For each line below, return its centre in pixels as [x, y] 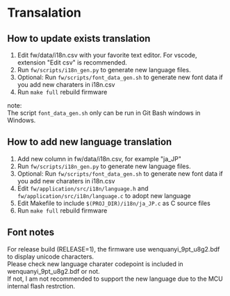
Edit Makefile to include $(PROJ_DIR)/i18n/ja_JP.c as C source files [114, 203]
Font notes [31, 232]
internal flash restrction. [41, 286]
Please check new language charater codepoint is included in [95, 264]
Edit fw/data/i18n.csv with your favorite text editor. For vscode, [107, 55]
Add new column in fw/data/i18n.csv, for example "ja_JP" [99, 158]
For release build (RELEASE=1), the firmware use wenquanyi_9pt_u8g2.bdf [114, 249]
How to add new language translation [90, 142]
